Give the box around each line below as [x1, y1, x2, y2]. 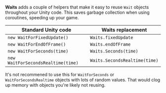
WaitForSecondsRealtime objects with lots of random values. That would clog [5, 77, 161, 83]
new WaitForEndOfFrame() [7, 42, 66, 47]
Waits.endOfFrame [90, 42, 131, 47]
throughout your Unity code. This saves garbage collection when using [5, 9, 150, 15]
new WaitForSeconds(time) [7, 48, 69, 54]
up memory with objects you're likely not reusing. [5, 82, 106, 88]
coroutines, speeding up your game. [5, 15, 79, 20]
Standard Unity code [21, 27, 72, 33]
